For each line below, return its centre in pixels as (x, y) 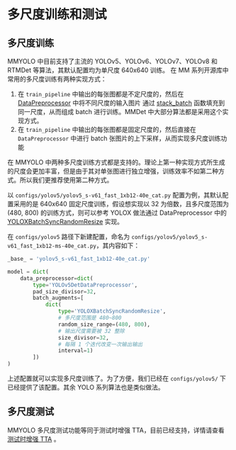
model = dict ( (28, 271)
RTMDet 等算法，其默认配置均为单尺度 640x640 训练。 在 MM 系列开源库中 (118, 70)
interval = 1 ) (75, 351)
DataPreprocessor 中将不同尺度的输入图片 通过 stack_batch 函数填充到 (121, 103)
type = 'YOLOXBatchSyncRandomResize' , (112, 311)
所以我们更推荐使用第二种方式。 (66, 180)
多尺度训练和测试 (57, 15)
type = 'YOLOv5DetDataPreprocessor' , (85, 285)
